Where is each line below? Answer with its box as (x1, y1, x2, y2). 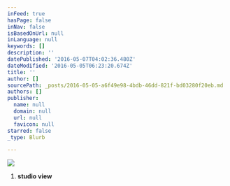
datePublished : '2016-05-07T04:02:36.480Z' (7, 56, 136, 63)
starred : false (7, 127, 52, 134)
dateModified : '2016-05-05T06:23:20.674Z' (7, 62, 133, 69)
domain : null (13, 108, 52, 115)
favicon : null (13, 120, 55, 128)
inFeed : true (7, 10, 45, 17)
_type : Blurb (7, 134, 45, 141)
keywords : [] (7, 43, 45, 50)
